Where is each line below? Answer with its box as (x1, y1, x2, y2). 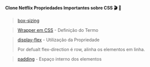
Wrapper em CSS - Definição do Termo (17, 27, 98, 33)
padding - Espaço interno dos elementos (17, 56, 102, 62)
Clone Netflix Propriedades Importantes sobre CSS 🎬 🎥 (5, 4, 121, 10)
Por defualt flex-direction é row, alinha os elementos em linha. (17, 47, 145, 53)
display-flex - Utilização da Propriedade (17, 37, 100, 43)
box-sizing (17, 18, 39, 24)
